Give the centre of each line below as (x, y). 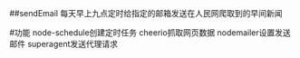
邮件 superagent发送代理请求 (64, 44)
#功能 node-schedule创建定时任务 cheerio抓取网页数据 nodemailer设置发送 (150, 33)
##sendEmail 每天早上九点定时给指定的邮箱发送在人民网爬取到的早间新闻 (146, 13)
